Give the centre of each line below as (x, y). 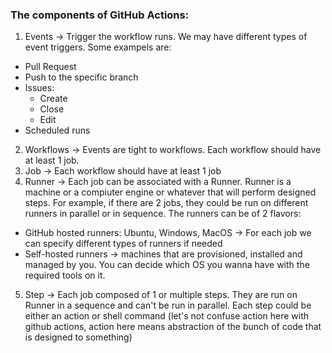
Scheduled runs (57, 130)
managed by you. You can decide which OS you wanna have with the (167, 265)
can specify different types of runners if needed (123, 244)
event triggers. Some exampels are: (98, 47)
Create (53, 99)
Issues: (39, 88)
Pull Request (50, 67)
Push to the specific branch (81, 77)
